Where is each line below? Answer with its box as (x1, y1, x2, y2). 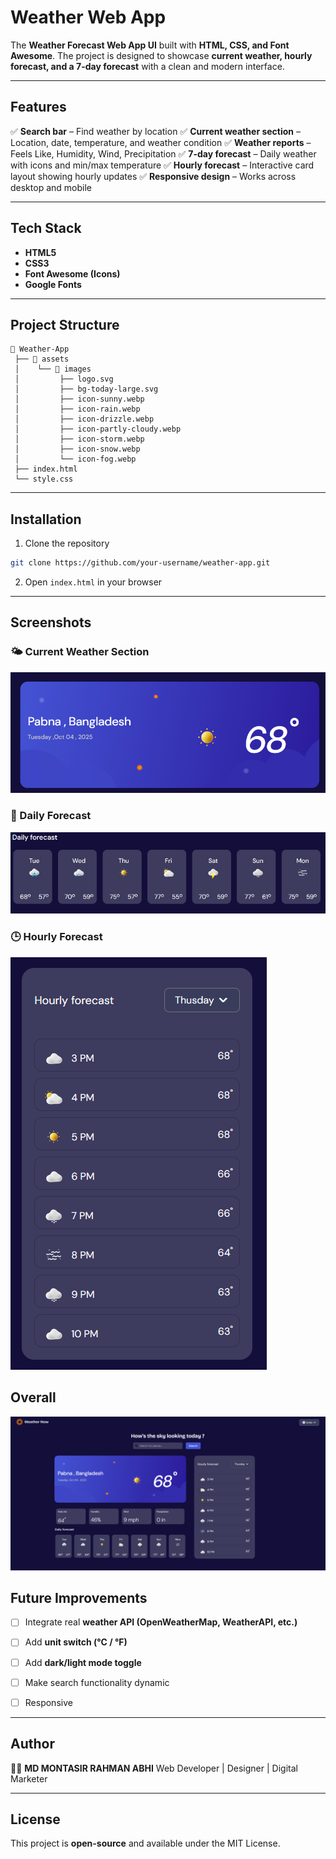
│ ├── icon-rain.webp (14, 404, 141, 415)
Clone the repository (24, 537, 110, 550)
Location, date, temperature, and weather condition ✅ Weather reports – (10, 136, 312, 148)
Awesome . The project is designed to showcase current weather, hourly (10, 49, 313, 61)
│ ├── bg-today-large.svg (14, 384, 159, 395)
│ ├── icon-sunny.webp (14, 394, 145, 405)
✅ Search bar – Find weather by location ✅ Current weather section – (10, 125, 302, 137)
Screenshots (10, 614, 92, 631)
